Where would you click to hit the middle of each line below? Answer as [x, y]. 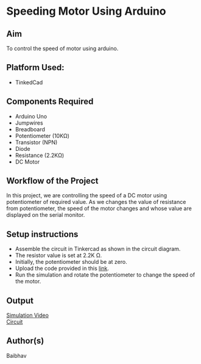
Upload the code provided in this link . [62, 268]
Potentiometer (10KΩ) [42, 136]
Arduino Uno [31, 116]
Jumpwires [29, 123]
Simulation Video [27, 315]
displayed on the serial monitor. [46, 215]
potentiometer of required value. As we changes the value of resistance [96, 202]
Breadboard [30, 129]
